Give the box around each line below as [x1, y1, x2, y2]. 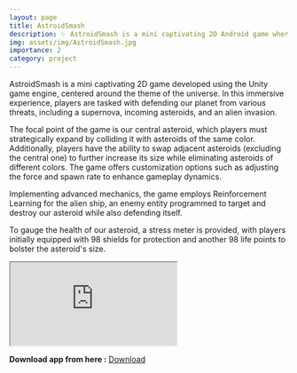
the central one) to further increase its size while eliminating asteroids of [9, 153, 274, 163]
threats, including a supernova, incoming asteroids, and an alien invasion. [9, 107, 277, 117]
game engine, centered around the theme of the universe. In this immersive [9, 88, 285, 99]
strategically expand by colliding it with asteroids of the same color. [9, 134, 255, 144]
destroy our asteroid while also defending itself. [9, 208, 184, 218]
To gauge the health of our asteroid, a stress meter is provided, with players [9, 225, 286, 235]
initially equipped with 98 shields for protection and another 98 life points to [9, 234, 286, 244]
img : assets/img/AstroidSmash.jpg [9, 37, 137, 47]
